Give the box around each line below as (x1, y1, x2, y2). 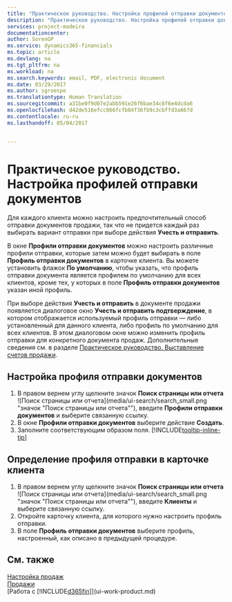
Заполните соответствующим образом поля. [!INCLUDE (17, 426, 183, 435)
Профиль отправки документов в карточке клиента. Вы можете (7, 257, 199, 265)
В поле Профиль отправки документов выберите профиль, (17, 527, 195, 535)
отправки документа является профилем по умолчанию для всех (7, 271, 202, 280)
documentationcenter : (7, 29, 70, 37)
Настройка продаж (7, 572, 64, 581)
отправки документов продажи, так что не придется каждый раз (7, 221, 200, 229)
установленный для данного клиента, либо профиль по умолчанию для (7, 321, 219, 329)
